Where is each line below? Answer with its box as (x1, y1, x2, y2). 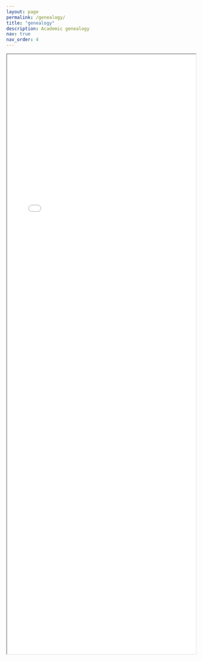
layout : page (6, 8, 39, 15)
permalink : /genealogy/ (6, 14, 66, 20)
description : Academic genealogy (6, 25, 90, 32)
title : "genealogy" (6, 20, 55, 26)
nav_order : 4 (6, 37, 39, 43)
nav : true (6, 31, 31, 37)
